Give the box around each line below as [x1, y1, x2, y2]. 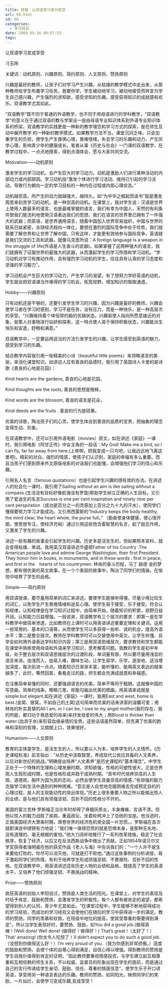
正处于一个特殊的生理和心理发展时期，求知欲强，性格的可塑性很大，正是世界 [5, 764, 163, 770]
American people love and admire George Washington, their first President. [5, 549, 160, 556]
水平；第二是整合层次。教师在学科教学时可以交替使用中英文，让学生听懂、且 [5, 632, 163, 638]
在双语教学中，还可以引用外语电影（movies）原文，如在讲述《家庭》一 [5, 435, 151, 441]
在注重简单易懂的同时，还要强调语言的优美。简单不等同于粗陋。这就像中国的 [5, 681, 163, 687]
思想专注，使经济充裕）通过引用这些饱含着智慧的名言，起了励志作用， [18, 521, 163, 527]
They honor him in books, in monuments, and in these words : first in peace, [5, 555, 162, 561]
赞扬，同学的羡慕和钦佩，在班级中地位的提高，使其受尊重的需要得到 [13, 915, 154, 921]
